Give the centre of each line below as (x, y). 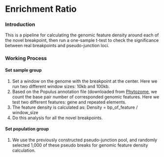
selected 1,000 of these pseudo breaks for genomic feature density (80, 145)
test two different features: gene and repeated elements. (69, 102)
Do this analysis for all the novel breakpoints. (57, 118)
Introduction (20, 25)
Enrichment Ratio (41, 9)
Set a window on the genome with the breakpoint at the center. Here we (85, 81)
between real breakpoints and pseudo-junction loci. (57, 46)
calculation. (24, 150)
